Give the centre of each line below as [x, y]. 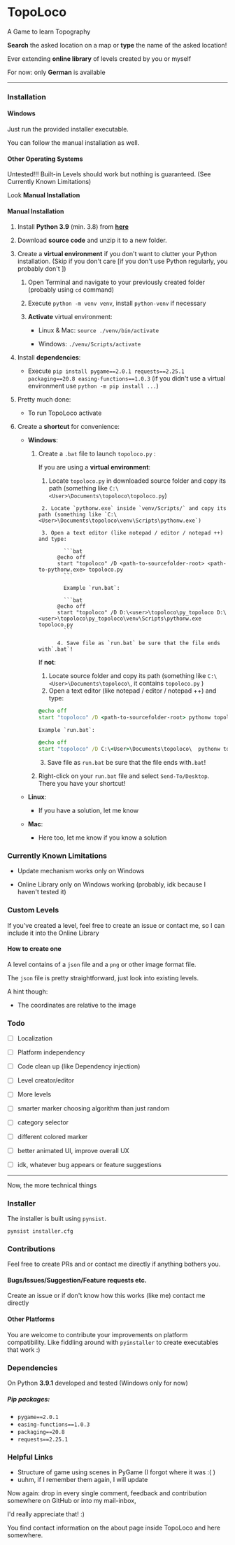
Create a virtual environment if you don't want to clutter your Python [117, 254]
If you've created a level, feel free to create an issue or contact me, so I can [116, 925]
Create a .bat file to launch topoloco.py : [97, 454]
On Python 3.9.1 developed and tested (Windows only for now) [98, 1383]
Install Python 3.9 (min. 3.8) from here [73, 227]
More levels [34, 1094]
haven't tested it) [42, 892]
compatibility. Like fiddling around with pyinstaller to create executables [113, 1342]
